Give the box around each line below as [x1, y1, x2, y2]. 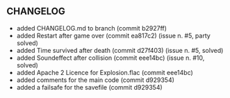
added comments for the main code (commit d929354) [16, 76, 175, 84]
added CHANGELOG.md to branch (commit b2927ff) [16, 24, 167, 32]
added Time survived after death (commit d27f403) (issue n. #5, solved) [16, 46, 224, 54]
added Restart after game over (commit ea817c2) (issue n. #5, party [16, 31, 211, 40]
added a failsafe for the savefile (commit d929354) [16, 83, 163, 91]
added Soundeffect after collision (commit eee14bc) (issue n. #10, [16, 54, 205, 62]
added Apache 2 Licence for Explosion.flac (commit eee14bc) [16, 68, 194, 76]
